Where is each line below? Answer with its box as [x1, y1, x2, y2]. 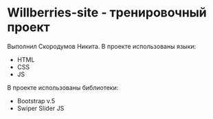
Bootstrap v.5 [16, 96, 56, 105]
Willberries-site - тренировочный [7, 5, 208, 21]
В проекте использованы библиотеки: [7, 83, 119, 91]
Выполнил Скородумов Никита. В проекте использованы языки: [7, 42, 197, 50]
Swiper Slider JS [16, 104, 65, 112]
